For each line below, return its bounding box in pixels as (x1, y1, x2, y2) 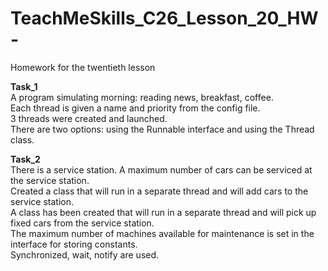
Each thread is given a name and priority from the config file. (10, 102, 261, 114)
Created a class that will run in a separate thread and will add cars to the (10, 185, 309, 197)
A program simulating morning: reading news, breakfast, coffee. (10, 91, 274, 103)
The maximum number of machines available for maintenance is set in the (10, 227, 315, 239)
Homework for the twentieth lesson (10, 61, 156, 73)
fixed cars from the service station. (10, 217, 155, 229)
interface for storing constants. (10, 238, 138, 250)
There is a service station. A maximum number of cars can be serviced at (10, 163, 313, 176)
